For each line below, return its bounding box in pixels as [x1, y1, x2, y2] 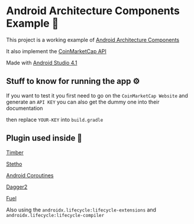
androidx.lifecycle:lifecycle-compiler [6, 212, 105, 218]
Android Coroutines [6, 171, 54, 178]
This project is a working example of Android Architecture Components [6, 36, 179, 43]
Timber [6, 149, 24, 156]
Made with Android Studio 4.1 [6, 59, 77, 66]
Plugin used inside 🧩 [6, 133, 83, 143]
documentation [6, 105, 43, 112]
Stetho [6, 160, 22, 167]
